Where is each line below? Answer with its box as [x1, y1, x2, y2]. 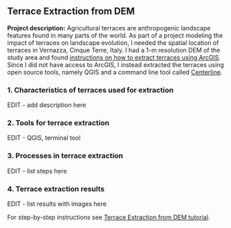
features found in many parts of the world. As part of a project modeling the [7, 31, 223, 39]
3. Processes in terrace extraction [7, 151, 123, 161]
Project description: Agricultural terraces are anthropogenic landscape [7, 23, 211, 32]
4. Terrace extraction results [7, 184, 105, 193]
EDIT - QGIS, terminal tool [7, 134, 81, 142]
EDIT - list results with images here [7, 200, 107, 208]
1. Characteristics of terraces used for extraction [7, 85, 174, 95]
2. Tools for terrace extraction [7, 118, 109, 128]
